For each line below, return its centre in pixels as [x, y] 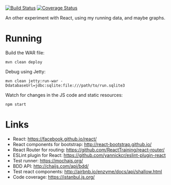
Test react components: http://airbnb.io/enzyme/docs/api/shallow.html [88, 171]
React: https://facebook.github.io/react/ [55, 139]
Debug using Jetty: [25, 71]
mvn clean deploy [24, 62]
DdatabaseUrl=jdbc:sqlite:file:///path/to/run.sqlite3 [65, 85]
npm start [16, 104]
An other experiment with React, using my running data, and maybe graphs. [85, 18]
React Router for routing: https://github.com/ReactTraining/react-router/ [89, 150]
